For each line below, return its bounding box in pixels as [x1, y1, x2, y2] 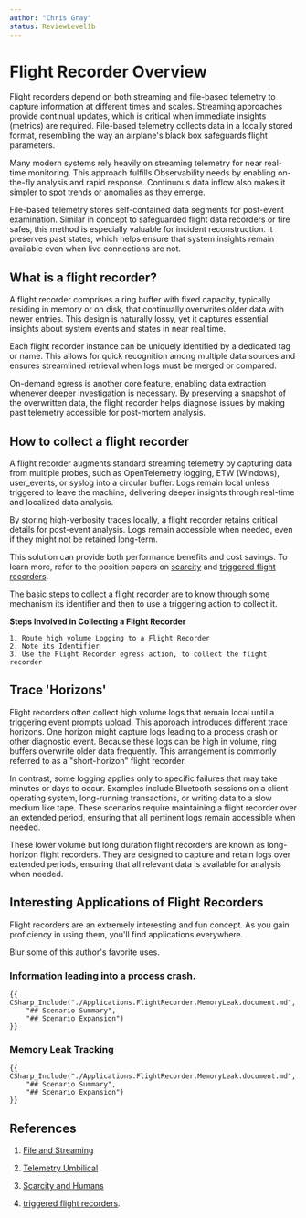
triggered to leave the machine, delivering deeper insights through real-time [9, 487, 295, 498]
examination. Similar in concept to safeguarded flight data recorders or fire [9, 214, 290, 225]
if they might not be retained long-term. [9, 534, 158, 545]
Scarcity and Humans [22, 1181, 104, 1192]
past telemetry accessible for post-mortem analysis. [9, 408, 206, 418]
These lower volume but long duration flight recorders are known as [9, 839, 265, 850]
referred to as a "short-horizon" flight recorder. [9, 755, 187, 766]
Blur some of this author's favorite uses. [9, 947, 160, 958]
